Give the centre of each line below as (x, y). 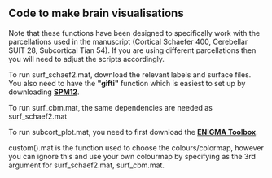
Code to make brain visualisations (97, 13)
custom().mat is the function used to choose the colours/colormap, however (136, 148)
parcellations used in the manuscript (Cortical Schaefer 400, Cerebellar (128, 41)
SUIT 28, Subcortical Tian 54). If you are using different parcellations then (132, 50)
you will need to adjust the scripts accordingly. (87, 59)
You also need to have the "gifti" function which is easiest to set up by (127, 83)
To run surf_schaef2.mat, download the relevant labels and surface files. (130, 74)
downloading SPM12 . (44, 92)
